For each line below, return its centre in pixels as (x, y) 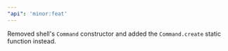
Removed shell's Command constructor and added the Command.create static (114, 34)
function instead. (32, 41)
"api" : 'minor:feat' (38, 14)
